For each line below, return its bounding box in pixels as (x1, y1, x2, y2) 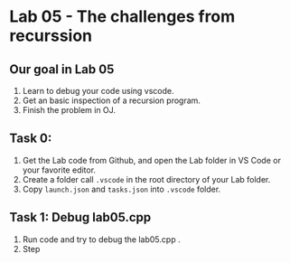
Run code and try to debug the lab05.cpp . (22, 233, 181, 245)
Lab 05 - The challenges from (9, 6, 236, 27)
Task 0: (9, 131, 52, 146)
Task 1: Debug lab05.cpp (9, 210, 152, 225)
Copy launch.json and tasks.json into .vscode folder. (22, 183, 221, 194)
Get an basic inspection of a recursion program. (22, 95, 201, 106)
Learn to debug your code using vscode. (22, 86, 174, 96)
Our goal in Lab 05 (9, 61, 115, 77)
